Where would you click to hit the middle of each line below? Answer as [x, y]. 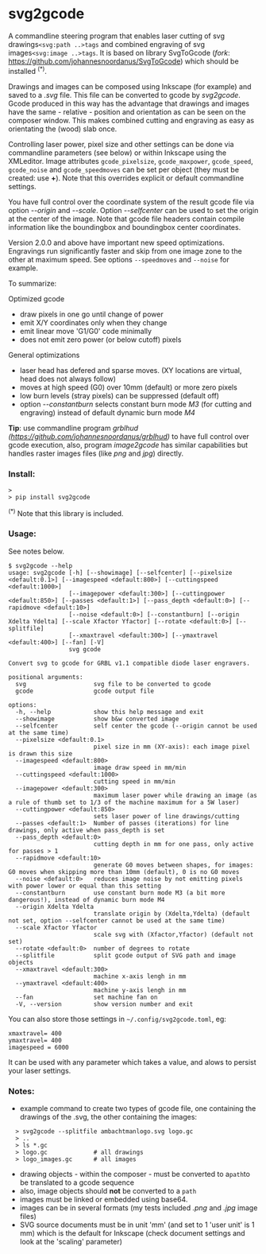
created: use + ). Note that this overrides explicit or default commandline [126, 178]
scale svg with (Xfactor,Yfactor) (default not [173, 934]
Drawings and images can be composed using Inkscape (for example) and [130, 86]
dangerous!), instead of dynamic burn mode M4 [87, 899]
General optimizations [44, 355]
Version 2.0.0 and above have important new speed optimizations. [116, 243]
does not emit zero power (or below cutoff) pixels [100, 340]
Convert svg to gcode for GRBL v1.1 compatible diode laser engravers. [129, 663]
